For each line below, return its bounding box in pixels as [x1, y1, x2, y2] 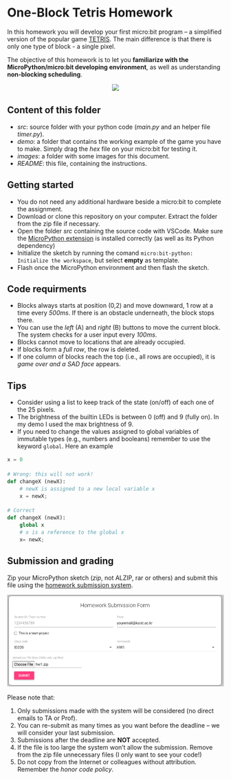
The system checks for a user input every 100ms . [16, 330, 157, 339]
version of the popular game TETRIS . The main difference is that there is [7, 34, 212, 43]
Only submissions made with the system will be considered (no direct [16, 707, 214, 715]
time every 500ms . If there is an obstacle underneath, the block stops [16, 308, 214, 317]
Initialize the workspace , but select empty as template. [16, 256, 180, 264]
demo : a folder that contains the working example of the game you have [16, 137, 221, 145]
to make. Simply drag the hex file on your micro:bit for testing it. [16, 145, 198, 153]
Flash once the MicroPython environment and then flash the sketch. [16, 263, 210, 271]
